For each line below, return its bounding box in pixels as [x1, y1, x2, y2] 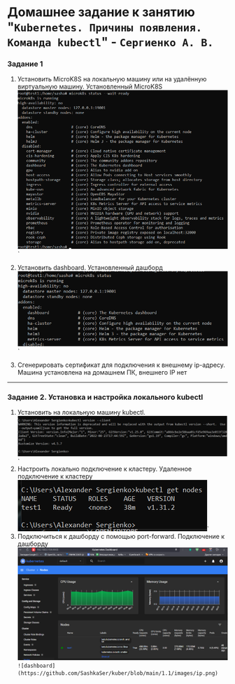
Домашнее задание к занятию [7, 4, 196, 20]
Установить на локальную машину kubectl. [17, 408, 145, 417]
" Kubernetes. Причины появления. [7, 19, 203, 35]
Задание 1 [7, 59, 43, 69]
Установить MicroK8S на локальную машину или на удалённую [17, 75, 207, 83]
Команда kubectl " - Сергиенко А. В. [7, 34, 214, 50]
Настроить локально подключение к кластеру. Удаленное [17, 464, 192, 474]
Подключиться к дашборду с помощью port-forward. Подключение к [17, 532, 225, 541]
